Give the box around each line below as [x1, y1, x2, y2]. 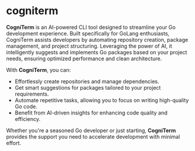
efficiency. [14, 115, 40, 122]
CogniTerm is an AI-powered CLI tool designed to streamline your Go [6, 24, 176, 31]
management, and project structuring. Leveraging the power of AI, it [6, 42, 172, 50]
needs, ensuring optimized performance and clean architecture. [6, 55, 162, 62]
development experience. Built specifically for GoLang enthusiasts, [6, 29, 170, 37]
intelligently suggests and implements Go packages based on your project [6, 48, 188, 55]
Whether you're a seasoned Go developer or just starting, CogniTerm [6, 127, 176, 134]
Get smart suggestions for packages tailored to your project [14, 84, 161, 91]
